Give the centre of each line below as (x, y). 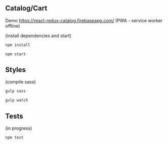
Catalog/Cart (26, 8)
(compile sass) (21, 82)
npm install (18, 45)
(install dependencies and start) (38, 35)
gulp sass (16, 91)
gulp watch (17, 101)
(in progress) (19, 128)
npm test (14, 137)
